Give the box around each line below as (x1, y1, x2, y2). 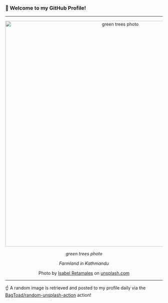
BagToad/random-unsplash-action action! (5, 292, 91, 298)
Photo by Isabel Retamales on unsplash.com (38, 270, 130, 276)
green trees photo (65, 251, 102, 257)
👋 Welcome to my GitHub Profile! (5, 5, 86, 12)
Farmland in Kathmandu (59, 260, 109, 266)
